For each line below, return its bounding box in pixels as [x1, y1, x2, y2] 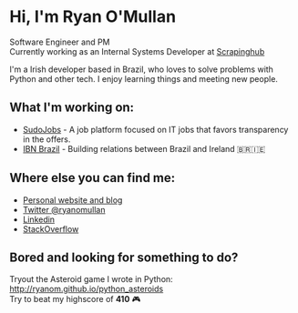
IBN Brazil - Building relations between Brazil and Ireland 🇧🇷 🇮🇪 [22, 143, 266, 154]
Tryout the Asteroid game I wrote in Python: [9, 274, 173, 285]
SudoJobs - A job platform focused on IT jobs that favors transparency [22, 124, 289, 135]
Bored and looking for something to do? [9, 249, 239, 265]
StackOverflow [22, 223, 79, 234]
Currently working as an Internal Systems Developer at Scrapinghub [9, 45, 265, 56]
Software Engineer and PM [9, 36, 111, 47]
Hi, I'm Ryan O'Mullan [9, 6, 176, 27]
